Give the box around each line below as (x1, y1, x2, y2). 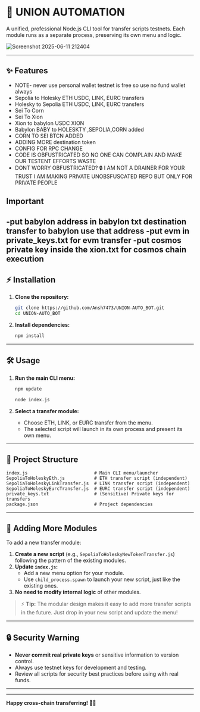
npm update (14, 386, 42, 392)
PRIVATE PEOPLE (14, 179, 58, 186)
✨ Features (6, 65, 48, 76)
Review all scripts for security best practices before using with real (14, 670, 179, 677)
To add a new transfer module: (6, 539, 82, 547)
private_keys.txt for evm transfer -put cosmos (6, 235, 182, 245)
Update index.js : (14, 563, 58, 570)
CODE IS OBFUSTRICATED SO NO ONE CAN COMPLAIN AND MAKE (14, 151, 183, 158)
